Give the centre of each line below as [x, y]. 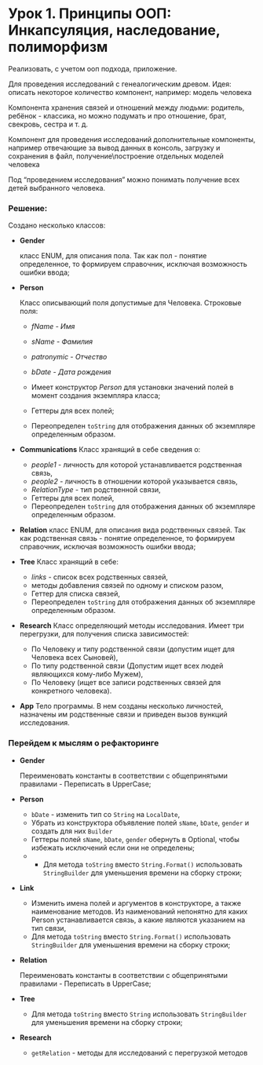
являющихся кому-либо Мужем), [87, 674]
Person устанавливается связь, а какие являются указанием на [138, 920]
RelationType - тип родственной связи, [96, 490]
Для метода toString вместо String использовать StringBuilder [139, 1014]
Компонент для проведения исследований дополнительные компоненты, [132, 139]
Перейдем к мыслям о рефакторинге [84, 743]
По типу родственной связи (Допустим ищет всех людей [127, 666]
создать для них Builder [72, 831]
